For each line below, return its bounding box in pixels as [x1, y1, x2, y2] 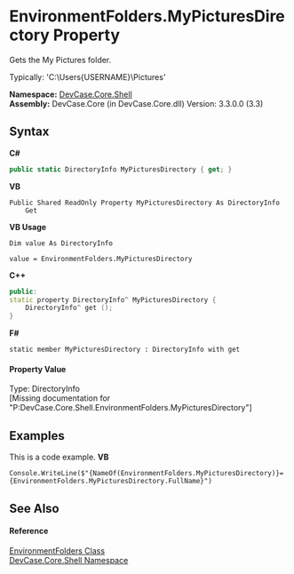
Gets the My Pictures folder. [9, 54, 112, 65]
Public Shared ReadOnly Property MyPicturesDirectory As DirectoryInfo [9, 198, 280, 207]
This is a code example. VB [9, 451, 109, 463]
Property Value [9, 363, 67, 374]
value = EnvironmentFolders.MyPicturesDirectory [9, 254, 193, 263]
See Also [9, 500, 60, 516]
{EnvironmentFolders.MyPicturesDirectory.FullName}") [9, 477, 213, 486]
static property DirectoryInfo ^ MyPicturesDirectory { [9, 295, 217, 304]
